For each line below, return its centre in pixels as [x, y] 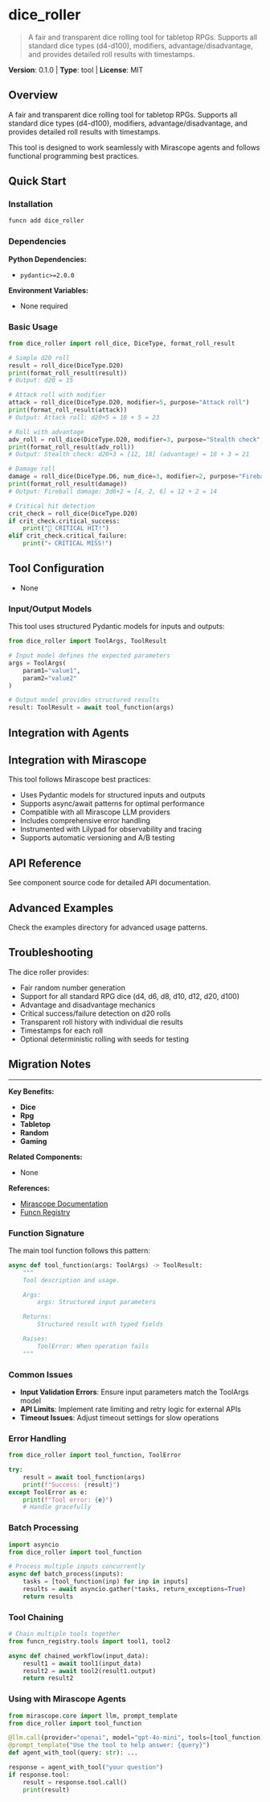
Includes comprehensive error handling [85, 821]
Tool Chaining [36, 1617]
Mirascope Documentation [64, 1203]
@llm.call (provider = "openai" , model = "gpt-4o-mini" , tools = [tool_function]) [138, 1738]
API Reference [45, 863]
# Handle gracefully [57, 1507]
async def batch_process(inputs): [66, 1574]
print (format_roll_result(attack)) [68, 410]
